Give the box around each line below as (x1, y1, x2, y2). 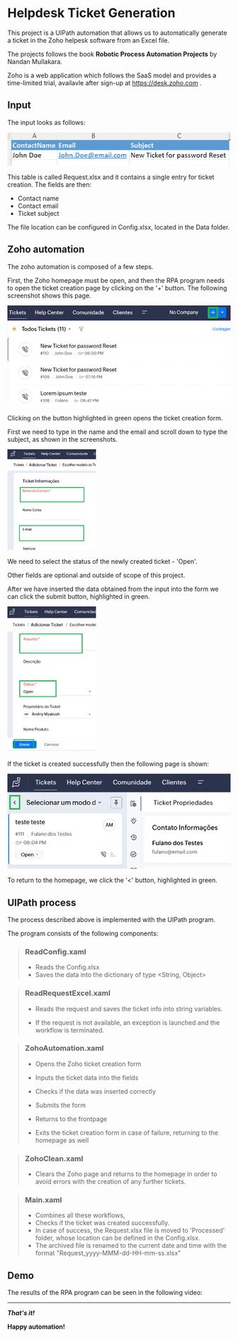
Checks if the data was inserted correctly (35, 1087, 157, 1095)
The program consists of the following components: (7, 929, 159, 937)
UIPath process (7, 896, 76, 908)
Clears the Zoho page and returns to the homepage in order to (35, 1170, 217, 1178)
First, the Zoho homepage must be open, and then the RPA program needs (7, 276, 225, 285)
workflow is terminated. (35, 1026, 105, 1034)
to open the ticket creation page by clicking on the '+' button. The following (7, 283, 227, 292)
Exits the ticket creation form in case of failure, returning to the (35, 1128, 218, 1137)
